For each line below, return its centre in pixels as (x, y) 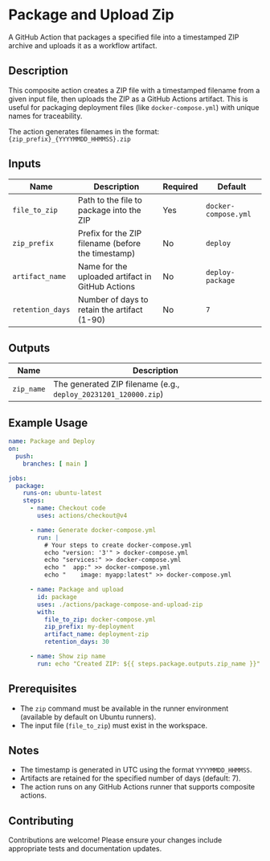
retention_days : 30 (77, 642)
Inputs (25, 164)
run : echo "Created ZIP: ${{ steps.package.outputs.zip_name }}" (149, 664)
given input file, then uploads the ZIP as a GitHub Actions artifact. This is (128, 99)
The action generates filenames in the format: (84, 131)
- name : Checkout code (67, 508)
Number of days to (113, 299)
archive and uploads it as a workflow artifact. (83, 45)
